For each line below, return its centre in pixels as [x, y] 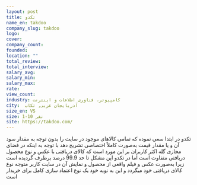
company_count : [25, 45]
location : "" [22, 56]
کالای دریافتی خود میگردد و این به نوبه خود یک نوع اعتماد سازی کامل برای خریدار [94, 170]
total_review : [24, 61]
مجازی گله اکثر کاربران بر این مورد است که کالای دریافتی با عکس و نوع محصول [94, 151]
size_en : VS [21, 111]
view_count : [21, 94]
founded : [17, 50]
